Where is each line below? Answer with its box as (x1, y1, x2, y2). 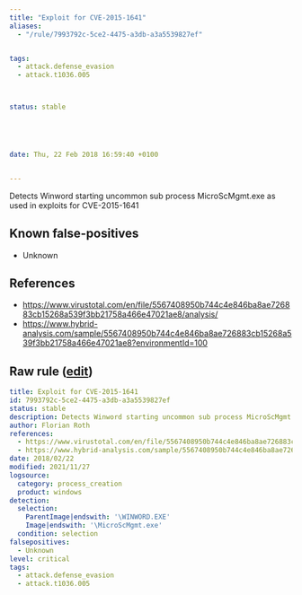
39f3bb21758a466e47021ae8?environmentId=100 (22, 337, 209, 348)
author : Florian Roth (9, 421, 91, 430)
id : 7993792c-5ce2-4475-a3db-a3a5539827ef (9, 396, 171, 405)
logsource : (9, 470, 50, 480)
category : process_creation (17, 479, 123, 488)
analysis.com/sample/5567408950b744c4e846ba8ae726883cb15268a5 (22, 328, 292, 339)
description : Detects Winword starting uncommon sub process (9, 412, 244, 422)
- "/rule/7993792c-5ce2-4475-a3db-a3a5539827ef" (17, 30, 203, 39)
